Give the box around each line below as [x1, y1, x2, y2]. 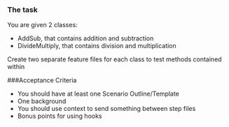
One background [17, 97, 67, 105]
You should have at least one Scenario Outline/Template [17, 89, 180, 98]
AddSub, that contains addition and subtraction [17, 34, 154, 43]
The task [7, 5, 38, 15]
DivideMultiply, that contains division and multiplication [17, 42, 176, 50]
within [7, 63, 25, 71]
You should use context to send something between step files [17, 105, 196, 113]
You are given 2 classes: [7, 21, 78, 29]
